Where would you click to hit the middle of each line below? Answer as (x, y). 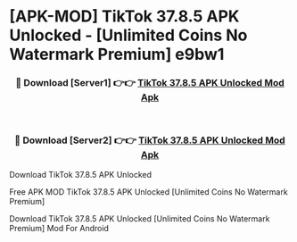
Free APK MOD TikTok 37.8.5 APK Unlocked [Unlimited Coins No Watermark (148, 192)
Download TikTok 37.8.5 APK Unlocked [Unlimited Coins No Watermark (140, 218)
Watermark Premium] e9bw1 (117, 54)
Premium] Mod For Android (59, 228)
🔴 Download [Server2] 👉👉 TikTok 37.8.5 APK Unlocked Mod (150, 140)
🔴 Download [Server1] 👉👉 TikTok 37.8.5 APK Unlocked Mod (150, 83)
